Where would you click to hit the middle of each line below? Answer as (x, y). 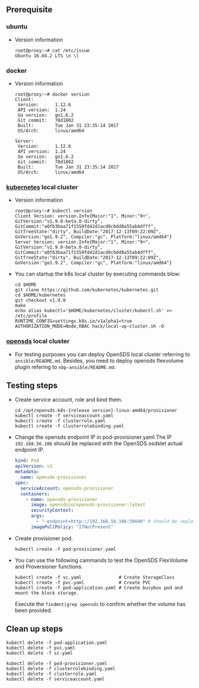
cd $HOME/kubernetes (40, 295)
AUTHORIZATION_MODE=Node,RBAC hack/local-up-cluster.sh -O (89, 326)
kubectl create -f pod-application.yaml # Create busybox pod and (99, 588)
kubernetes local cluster (42, 187)
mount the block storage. (47, 593)
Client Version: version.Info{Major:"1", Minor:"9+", (83, 216)
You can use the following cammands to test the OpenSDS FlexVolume (101, 560)
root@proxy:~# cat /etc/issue (52, 50)
